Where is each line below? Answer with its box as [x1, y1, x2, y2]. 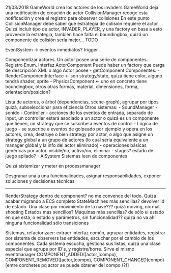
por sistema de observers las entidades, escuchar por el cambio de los [5, 235, 154, 241]
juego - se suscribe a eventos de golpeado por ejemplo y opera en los [5, 126, 153, 132]
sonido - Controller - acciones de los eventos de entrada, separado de [5, 110, 153, 116]
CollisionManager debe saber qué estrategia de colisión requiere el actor [5, 20, 158, 26]
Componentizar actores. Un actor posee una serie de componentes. [5, 57, 148, 63]
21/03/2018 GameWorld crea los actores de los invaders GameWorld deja [5, 5, 159, 10]
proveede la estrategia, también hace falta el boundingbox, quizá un [5, 32, 148, 37]
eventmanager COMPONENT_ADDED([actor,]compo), [5, 252, 118, 257]
